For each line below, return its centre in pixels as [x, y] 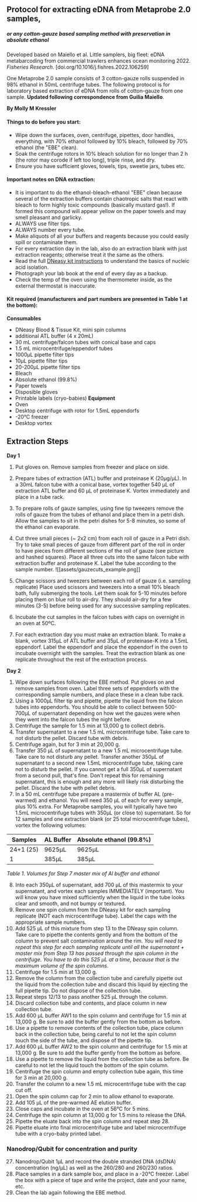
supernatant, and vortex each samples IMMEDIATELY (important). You [100, 891]
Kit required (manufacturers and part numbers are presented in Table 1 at [97, 299]
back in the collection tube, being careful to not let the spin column [96, 1034]
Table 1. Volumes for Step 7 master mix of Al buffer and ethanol [83, 873]
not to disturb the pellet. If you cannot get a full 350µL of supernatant [98, 769]
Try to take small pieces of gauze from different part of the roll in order [100, 545]
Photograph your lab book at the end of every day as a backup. [91, 273]
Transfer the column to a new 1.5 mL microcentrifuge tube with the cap [101, 1084]
